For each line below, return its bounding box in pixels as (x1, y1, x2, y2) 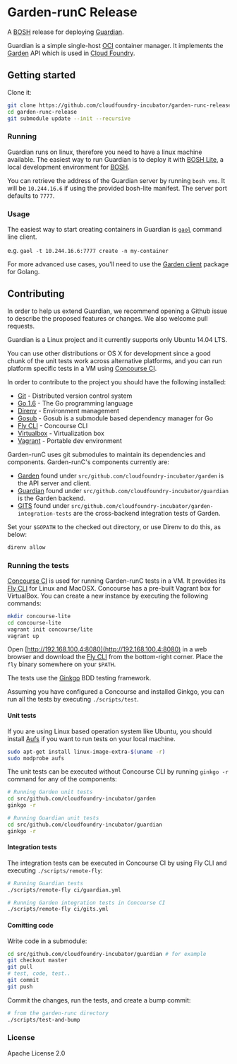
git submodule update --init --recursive (7, 114, 131, 122)
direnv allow (7, 543, 46, 551)
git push (7, 983, 33, 990)
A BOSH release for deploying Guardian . (7, 28, 125, 36)
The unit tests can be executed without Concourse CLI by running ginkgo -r (7, 767, 229, 776)
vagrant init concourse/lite (7, 626, 93, 633)
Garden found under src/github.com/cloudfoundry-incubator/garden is (17, 471, 224, 480)
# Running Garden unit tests (7, 788, 93, 796)
